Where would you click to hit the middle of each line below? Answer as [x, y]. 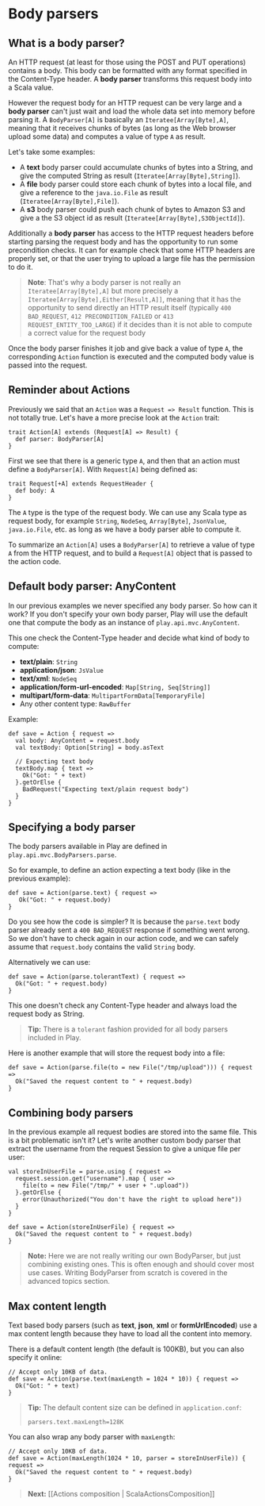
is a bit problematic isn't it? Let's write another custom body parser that [125, 1140]
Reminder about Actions [69, 390]
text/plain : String [48, 661]
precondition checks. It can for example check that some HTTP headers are [132, 250]
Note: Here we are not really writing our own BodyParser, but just [134, 1256]
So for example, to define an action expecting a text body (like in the [119, 870]
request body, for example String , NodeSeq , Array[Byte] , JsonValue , [117, 521]
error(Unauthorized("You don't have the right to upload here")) [132, 1200]
